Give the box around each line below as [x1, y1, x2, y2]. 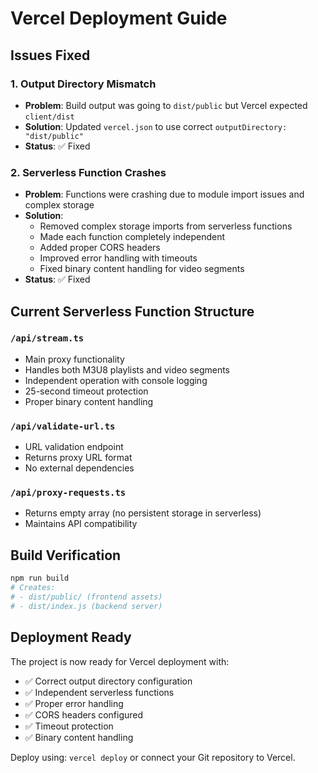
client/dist [24, 112, 75, 122]
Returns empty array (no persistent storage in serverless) [24, 507, 262, 519]
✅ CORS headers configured [24, 708, 144, 721]
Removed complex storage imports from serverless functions [39, 220, 293, 232]
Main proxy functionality [24, 353, 125, 365]
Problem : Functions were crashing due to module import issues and [24, 188, 305, 201]
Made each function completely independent [39, 231, 226, 243]
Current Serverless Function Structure [10, 303, 255, 320]
